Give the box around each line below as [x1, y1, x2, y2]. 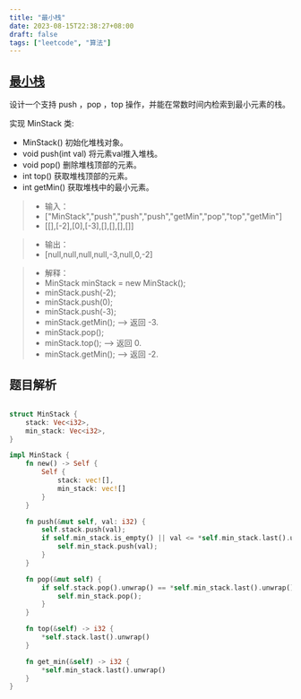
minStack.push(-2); [44, 288, 116, 298]
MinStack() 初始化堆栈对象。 [21, 137, 128, 148]
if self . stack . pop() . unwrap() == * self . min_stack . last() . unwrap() [41, 583, 295, 592]
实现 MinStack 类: [9, 118, 74, 129]
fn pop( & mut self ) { [25, 574, 102, 583]
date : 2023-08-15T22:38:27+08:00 [9, 22, 134, 30]
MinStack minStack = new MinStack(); [44, 278, 186, 289]
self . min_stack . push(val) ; [56, 542, 159, 551]
